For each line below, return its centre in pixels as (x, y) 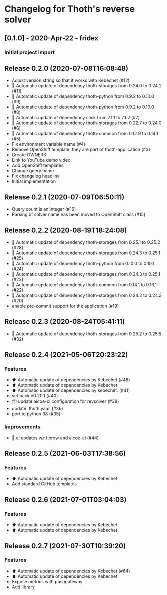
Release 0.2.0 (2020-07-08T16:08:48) (66, 68)
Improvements (23, 427)
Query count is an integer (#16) (44, 209)
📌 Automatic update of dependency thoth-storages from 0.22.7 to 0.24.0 (87, 123)
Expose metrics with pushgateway (47, 581)
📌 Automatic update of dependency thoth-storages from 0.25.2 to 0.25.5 (87, 334)
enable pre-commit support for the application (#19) (65, 306)
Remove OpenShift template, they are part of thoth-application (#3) (81, 150)
